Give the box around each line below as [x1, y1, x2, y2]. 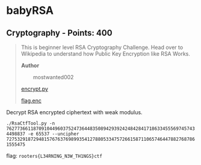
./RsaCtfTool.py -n [6, 120, 55, 126]
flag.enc [20, 97, 42, 104]
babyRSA [6, 4, 54, 18]
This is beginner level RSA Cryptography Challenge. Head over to [20, 44, 184, 51]
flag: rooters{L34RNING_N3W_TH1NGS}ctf [6, 152, 102, 159]
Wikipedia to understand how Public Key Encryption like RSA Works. [20, 50, 191, 57]
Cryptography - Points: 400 [6, 28, 113, 38]
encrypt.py [20, 85, 48, 92]
